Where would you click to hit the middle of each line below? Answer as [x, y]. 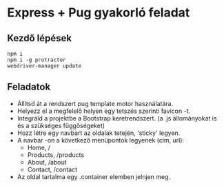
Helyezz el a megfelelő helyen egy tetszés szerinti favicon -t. [104, 111]
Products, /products [56, 155]
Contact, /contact [52, 169]
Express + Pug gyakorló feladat [99, 13]
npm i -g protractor [37, 60]
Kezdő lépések [40, 38]
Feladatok [29, 87]
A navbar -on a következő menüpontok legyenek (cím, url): [101, 140]
